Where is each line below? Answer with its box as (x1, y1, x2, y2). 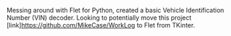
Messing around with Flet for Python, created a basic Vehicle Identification (6, 6, 225, 14)
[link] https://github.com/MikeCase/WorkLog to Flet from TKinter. (6, 21, 196, 29)
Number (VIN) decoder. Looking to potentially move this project (6, 13, 192, 22)
